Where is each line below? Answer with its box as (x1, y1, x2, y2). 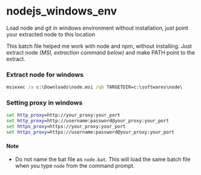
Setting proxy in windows (6, 99, 83, 107)
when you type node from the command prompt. (15, 162, 135, 170)
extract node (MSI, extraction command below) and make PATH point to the (6, 48, 196, 56)
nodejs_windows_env (6, 4, 117, 18)
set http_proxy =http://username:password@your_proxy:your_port (6, 118, 170, 124)
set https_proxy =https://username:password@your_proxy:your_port (6, 129, 174, 136)
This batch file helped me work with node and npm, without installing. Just (6, 42, 192, 50)
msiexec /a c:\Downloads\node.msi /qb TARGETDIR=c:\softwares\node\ (6, 84, 183, 90)
